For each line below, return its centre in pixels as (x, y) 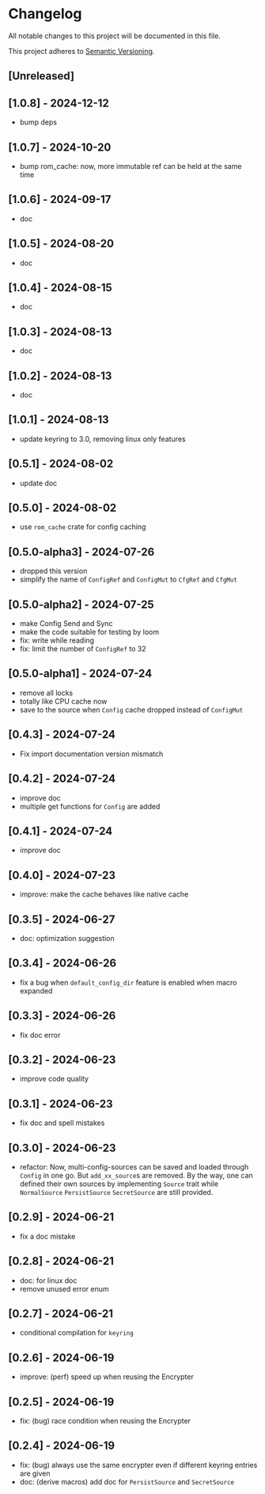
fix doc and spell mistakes (62, 1123)
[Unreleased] (42, 76)
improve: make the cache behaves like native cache (104, 894)
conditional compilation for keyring (77, 1333)
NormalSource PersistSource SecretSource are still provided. (116, 1193)
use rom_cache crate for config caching (83, 527)
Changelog (45, 14)
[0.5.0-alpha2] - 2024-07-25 (81, 604)
